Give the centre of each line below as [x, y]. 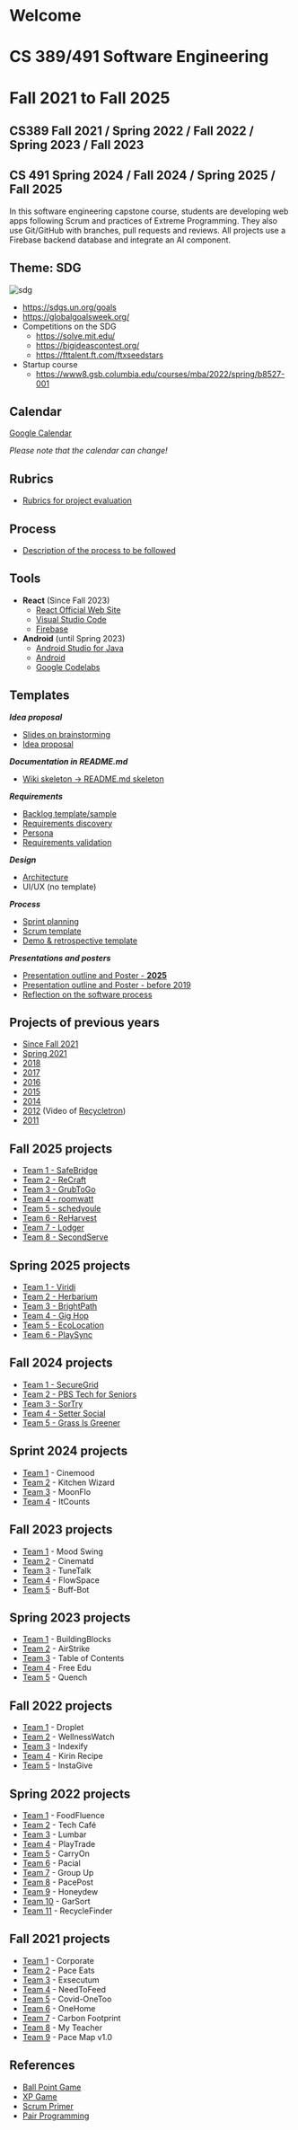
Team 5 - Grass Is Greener [71, 1423]
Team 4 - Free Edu [57, 1668]
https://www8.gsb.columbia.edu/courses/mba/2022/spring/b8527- [160, 374]
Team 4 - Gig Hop [56, 1316]
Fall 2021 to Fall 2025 [90, 97]
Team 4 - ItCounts [56, 1501]
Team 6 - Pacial [51, 1863]
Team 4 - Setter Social [64, 1413]
